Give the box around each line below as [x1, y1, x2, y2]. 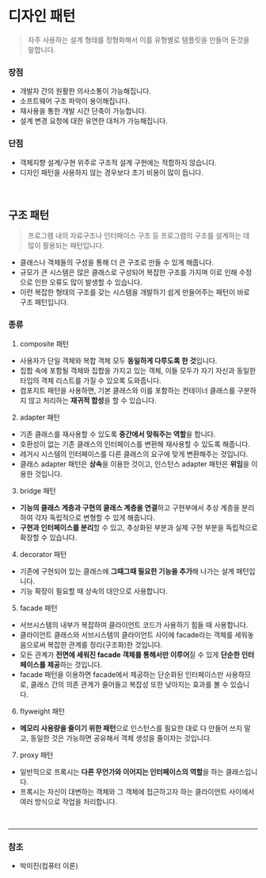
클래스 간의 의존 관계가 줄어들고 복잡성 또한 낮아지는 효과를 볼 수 [30, 679, 229, 689]
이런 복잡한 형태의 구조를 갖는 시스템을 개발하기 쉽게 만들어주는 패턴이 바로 [19, 288, 251, 297]
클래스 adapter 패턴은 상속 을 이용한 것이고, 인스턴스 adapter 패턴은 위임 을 [19, 458, 249, 469]
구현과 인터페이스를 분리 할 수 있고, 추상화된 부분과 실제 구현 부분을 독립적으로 [19, 522, 258, 532]
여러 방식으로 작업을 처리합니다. [19, 796, 117, 806]
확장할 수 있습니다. [19, 532, 78, 542]
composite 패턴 [19, 338, 70, 348]
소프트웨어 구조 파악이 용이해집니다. [19, 96, 131, 106]
